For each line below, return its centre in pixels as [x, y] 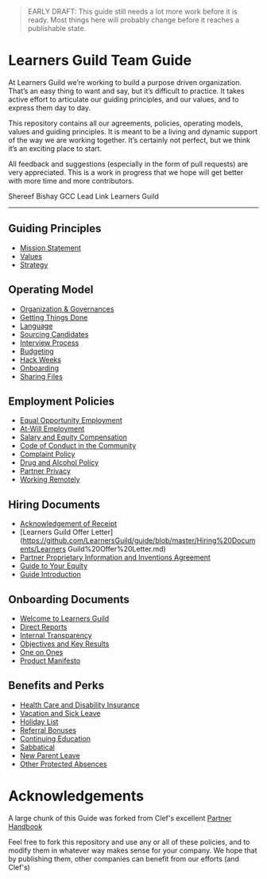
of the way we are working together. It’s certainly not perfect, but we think [129, 140]
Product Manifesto [50, 660]
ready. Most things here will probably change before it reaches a [133, 20]
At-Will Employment [52, 429]
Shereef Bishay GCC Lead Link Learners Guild [83, 196]
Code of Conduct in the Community [78, 446]
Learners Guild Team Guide [100, 61]
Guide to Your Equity [54, 566]
